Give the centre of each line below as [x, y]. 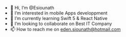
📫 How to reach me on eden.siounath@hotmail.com [65, 29]
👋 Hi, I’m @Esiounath [32, 8]
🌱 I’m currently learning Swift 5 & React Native [59, 18]
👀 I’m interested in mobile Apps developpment [59, 13]
